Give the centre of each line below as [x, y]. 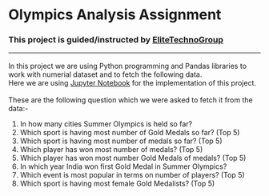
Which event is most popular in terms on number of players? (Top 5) [132, 174]
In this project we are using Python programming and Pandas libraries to [127, 66]
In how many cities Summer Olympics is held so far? [106, 124]
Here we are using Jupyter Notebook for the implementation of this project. [132, 82]
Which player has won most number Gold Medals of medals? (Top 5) [133, 158]
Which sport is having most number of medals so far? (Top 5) [121, 141]
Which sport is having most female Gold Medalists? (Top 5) [117, 183]
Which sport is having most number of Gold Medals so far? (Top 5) [130, 132]
